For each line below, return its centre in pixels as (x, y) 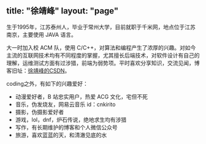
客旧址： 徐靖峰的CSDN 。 (38, 70)
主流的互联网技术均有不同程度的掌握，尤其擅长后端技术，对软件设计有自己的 (103, 55)
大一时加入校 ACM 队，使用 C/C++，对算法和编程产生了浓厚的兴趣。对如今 (101, 47)
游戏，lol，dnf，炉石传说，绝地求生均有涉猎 (71, 119)
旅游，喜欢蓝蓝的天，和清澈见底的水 (61, 135)
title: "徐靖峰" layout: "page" (63, 11)
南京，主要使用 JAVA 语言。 (41, 34)
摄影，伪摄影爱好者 (40, 112)
